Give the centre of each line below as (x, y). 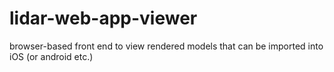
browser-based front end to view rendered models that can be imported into (166, 46)
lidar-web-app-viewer (103, 18)
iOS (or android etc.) (51, 56)
